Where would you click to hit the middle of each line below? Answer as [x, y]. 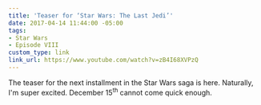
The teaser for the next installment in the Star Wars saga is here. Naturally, [131, 82]
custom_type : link [39, 52]
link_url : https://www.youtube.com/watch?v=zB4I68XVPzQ [103, 60]
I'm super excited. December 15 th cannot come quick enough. [110, 91]
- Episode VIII [34, 45]
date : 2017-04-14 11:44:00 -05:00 [66, 23]
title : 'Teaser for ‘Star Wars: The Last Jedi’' [91, 16]
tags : [17, 30]
